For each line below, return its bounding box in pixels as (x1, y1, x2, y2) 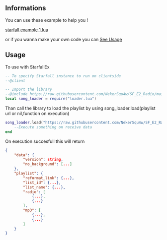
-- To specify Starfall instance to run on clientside (5, 73, 121, 78)
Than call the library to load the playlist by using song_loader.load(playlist (5, 105, 156, 111)
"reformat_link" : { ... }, (23, 176, 75, 180)
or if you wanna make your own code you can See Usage (5, 36, 123, 42)
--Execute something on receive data (14, 124, 92, 129)
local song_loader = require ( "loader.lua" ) (5, 96, 97, 101)
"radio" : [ (23, 189, 46, 194)
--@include (5, 92, 28, 97)
